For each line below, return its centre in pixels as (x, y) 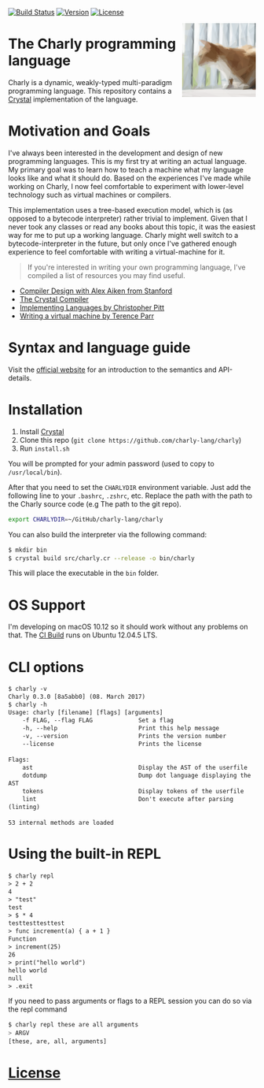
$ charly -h (27, 705)
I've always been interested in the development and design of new (115, 153)
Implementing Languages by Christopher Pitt (92, 307)
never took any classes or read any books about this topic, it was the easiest (132, 227)
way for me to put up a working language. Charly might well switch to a (123, 235)
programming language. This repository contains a (90, 91)
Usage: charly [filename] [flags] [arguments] (86, 713)
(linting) (24, 808)
